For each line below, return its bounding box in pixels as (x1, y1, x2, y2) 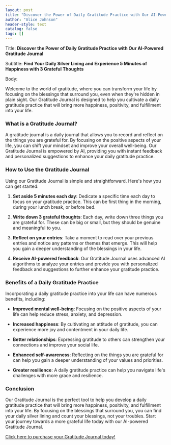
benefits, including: (5, 295, 46, 302)
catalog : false (5, 27, 38, 32)
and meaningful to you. (12, 225, 62, 231)
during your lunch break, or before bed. (12, 204, 96, 210)
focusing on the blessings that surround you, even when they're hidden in (5, 91, 160, 97)
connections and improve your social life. (12, 341, 99, 348)
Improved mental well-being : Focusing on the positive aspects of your (12, 306, 162, 312)
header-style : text (5, 21, 47, 27)
